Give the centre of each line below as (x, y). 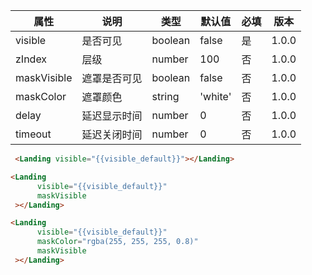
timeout (33, 134)
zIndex (31, 59)
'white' (215, 96)
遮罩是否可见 (112, 78)
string (165, 96)
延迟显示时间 (112, 116)
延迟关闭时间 (112, 134)
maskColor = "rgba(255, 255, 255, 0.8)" (117, 242)
